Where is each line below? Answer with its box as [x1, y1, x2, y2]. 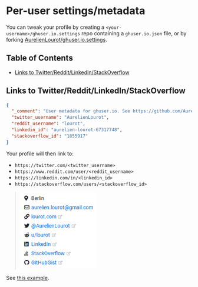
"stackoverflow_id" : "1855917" [11, 133, 88, 139]
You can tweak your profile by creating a [6, 24, 105, 31]
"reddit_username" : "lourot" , [11, 121, 85, 127]
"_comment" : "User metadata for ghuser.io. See [11, 108, 131, 114]
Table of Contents [6, 53, 74, 63]
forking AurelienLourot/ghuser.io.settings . [6, 36, 107, 43]
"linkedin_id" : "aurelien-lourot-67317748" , [11, 127, 123, 133]
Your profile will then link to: [6, 150, 74, 157]
